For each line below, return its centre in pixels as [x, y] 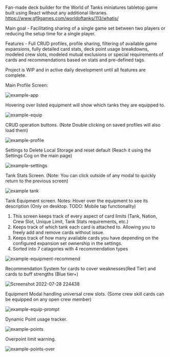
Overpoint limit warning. [31, 339]
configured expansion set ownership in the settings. [68, 243]
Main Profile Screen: [27, 85]
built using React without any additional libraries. [57, 13]
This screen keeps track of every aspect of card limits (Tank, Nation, [85, 216]
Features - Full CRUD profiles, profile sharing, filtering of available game [81, 44]
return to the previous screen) [37, 181]
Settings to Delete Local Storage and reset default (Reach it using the [78, 150]
